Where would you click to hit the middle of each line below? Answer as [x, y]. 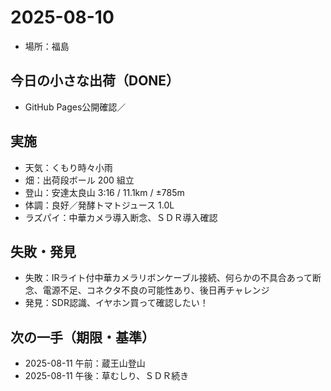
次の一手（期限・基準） [82, 337]
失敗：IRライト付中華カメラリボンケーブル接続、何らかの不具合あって [168, 278]
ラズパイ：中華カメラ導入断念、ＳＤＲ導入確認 [121, 217]
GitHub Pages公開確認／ [75, 107]
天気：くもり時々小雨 [68, 167]
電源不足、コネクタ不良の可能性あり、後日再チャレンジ [156, 290]
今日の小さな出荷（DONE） [95, 81]
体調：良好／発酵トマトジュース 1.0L [99, 205]
